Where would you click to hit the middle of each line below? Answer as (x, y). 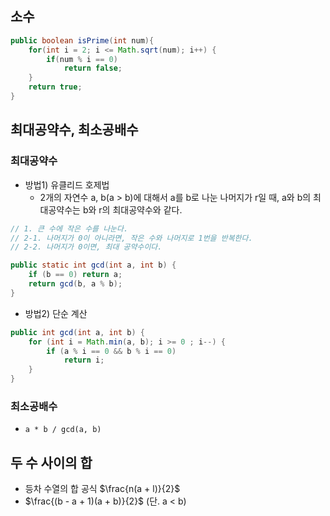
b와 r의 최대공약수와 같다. (132, 209)
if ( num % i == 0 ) (82, 59)
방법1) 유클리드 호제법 (67, 184)
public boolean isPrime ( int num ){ (82, 40)
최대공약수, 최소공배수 (74, 130)
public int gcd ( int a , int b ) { (77, 332)
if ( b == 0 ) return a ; (75, 275)
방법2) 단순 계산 (56, 313)
